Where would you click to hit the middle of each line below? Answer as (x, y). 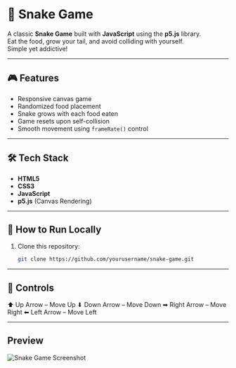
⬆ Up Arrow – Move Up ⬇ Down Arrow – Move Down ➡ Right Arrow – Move (117, 305)
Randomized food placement (59, 106)
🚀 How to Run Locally (54, 229)
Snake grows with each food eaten (68, 113)
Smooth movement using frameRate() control (83, 129)
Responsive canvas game (54, 98)
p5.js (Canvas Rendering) (55, 201)
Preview (26, 341)
